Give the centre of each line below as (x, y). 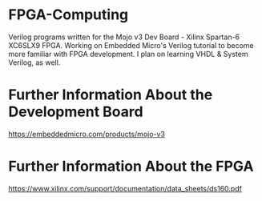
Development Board (76, 112)
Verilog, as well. (34, 62)
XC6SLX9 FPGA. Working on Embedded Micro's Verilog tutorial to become (131, 45)
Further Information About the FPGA (131, 167)
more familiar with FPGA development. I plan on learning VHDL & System (128, 54)
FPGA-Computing (69, 15)
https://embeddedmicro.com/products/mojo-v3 (87, 134)
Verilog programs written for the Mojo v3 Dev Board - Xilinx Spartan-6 (124, 37)
